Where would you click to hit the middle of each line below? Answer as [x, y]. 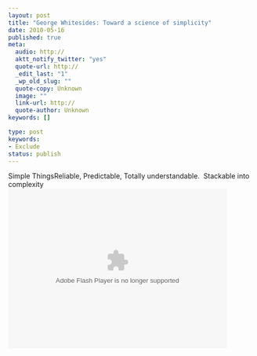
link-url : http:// [45, 103]
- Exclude [24, 146]
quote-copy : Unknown [49, 88]
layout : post [29, 15]
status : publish [34, 154]
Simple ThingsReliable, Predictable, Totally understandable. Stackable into [129, 176]
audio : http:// [40, 52]
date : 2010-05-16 [36, 30]
